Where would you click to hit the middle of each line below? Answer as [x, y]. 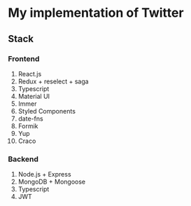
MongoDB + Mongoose [52, 182]
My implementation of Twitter [96, 13]
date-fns [31, 118]
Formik [28, 126]
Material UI [34, 96]
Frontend [24, 59]
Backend [23, 159]
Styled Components [47, 111]
